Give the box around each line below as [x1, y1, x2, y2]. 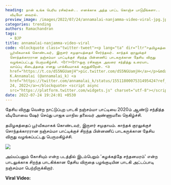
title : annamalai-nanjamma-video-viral [5, 41, 90, 46]
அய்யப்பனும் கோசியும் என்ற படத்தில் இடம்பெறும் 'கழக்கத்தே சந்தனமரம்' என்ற [5, 153, 158, 160]
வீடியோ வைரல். [10, 12, 39, 17]
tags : [5, 31, 17, 36]
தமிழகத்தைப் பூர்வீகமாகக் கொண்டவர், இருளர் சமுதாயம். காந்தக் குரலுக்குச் [5, 122, 151, 129]
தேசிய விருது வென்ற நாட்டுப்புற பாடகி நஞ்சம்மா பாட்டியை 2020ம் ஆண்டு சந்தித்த [5, 106, 164, 112]
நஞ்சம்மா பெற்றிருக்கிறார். [5, 165, 54, 171]
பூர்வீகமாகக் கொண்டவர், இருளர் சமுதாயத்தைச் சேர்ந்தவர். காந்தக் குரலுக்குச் [10, 50, 147, 55]
